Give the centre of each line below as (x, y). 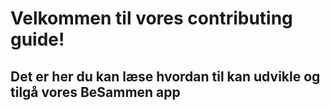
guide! (37, 39)
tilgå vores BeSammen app (95, 92)
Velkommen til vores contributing (151, 18)
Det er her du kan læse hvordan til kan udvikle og (165, 76)
